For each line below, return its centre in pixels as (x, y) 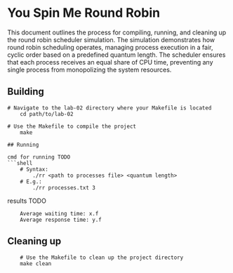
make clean (36, 264)
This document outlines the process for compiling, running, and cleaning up (117, 32)
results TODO (27, 201)
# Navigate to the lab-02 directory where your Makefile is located (109, 108)
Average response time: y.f (61, 220)
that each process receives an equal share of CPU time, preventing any (110, 62)
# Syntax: (34, 169)
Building (26, 92)
